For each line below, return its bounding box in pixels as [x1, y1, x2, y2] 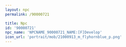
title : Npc [5, 21, 28, 26]
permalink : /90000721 [5, 12, 50, 17]
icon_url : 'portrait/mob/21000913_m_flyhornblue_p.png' [5, 35, 122, 40]
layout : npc [5, 7, 30, 12]
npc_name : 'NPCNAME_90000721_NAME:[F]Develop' [5, 30, 102, 35]
